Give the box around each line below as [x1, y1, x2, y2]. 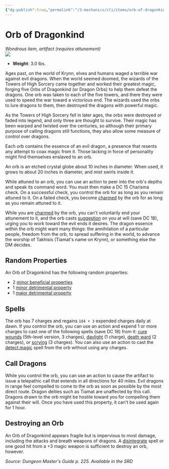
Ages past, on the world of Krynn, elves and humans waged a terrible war [5, 70, 158, 76]
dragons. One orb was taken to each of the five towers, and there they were [5, 91, 162, 98]
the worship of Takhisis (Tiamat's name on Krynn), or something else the [5, 236, 156, 242]
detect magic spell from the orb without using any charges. [5, 345, 128, 351]
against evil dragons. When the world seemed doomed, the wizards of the [5, 75, 158, 81]
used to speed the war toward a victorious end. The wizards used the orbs [5, 97, 160, 103]
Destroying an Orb [5, 419, 64, 428]
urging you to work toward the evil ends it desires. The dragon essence [5, 220, 153, 226]
